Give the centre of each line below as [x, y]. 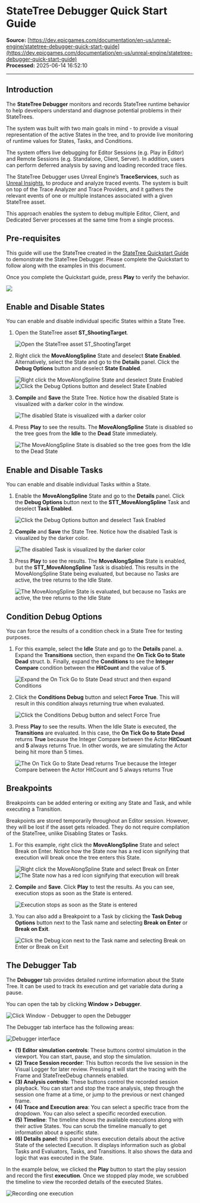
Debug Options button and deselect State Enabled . [78, 368]
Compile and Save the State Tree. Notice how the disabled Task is [96, 532]
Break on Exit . [32, 929]
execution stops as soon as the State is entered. [74, 893]
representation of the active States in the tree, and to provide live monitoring [100, 135]
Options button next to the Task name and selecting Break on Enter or [101, 922]
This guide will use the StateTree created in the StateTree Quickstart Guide [98, 253]
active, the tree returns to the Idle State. [64, 580]
